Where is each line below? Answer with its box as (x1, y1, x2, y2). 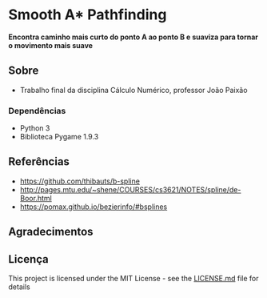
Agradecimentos (8, 225, 94, 239)
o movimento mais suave (8, 40, 94, 50)
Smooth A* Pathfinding (8, 6, 167, 24)
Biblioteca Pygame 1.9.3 (19, 132, 99, 142)
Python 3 (19, 123, 50, 133)
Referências (8, 155, 70, 169)
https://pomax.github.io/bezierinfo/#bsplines (19, 202, 168, 211)
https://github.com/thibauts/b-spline (19, 176, 140, 186)
